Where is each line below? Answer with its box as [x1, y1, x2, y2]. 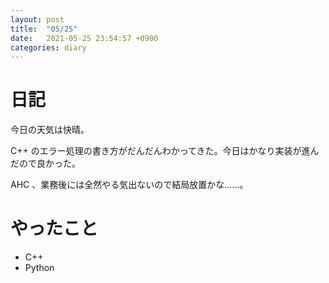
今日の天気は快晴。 [10, 124, 90, 136]
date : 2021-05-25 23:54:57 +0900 [10, 33, 159, 43]
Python [24, 262, 55, 274]
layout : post [10, 14, 65, 25]
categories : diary [10, 42, 87, 53]
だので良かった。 [10, 157, 81, 170]
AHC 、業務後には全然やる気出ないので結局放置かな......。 [10, 179, 249, 191]
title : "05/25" [10, 24, 78, 34]
